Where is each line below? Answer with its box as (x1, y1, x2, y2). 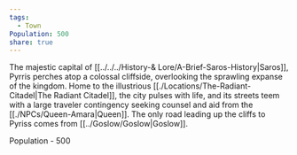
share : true (9, 37, 53, 47)
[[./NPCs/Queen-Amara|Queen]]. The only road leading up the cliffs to (9, 109, 266, 120)
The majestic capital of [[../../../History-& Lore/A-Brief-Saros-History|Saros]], (9, 62, 289, 73)
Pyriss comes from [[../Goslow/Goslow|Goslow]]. (9, 119, 189, 129)
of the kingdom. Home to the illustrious (9, 81, 152, 91)
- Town (17, 21, 42, 30)
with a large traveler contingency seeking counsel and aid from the (9, 99, 254, 111)
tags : (9, 12, 29, 22)
